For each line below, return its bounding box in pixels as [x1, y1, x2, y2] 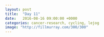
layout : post [5, 7, 32, 12]
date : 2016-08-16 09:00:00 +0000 [5, 16, 78, 21]
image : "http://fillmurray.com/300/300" [5, 25, 89, 30]
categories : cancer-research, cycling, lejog [5, 20, 99, 25]
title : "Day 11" [5, 12, 41, 16]
